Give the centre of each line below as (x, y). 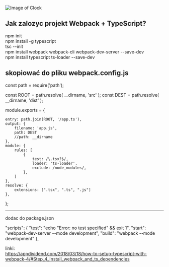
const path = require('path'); (35, 85)
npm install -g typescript (31, 41)
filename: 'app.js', (36, 128)
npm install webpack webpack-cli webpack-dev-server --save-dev (75, 52)
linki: (10, 248)
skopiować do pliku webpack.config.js (67, 73)
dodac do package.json (30, 218)
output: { (16, 123)
